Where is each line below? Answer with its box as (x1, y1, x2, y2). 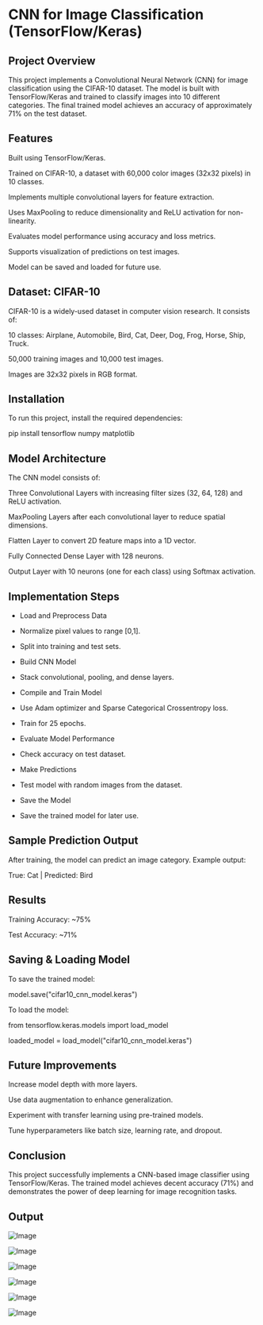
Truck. (8, 338, 29, 348)
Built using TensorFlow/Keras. (8, 153, 106, 162)
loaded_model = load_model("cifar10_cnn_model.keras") (8, 1035, 192, 1045)
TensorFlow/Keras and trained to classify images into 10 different (8, 92, 220, 101)
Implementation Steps (8, 589, 120, 603)
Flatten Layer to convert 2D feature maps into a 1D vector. (8, 536, 196, 546)
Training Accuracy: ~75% (8, 914, 91, 924)
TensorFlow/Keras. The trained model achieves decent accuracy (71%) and (8, 1178, 253, 1188)
